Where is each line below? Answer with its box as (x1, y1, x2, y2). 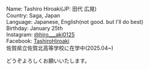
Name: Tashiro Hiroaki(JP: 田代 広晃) (6, 5, 97, 12)
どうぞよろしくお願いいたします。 (6, 57, 90, 64)
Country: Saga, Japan (6, 12, 61, 19)
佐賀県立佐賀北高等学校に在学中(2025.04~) (6, 44, 114, 51)
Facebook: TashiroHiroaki (6, 38, 70, 44)
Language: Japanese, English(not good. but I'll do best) (6, 19, 144, 25)
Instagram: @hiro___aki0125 (6, 31, 75, 38)
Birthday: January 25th (6, 25, 63, 32)
